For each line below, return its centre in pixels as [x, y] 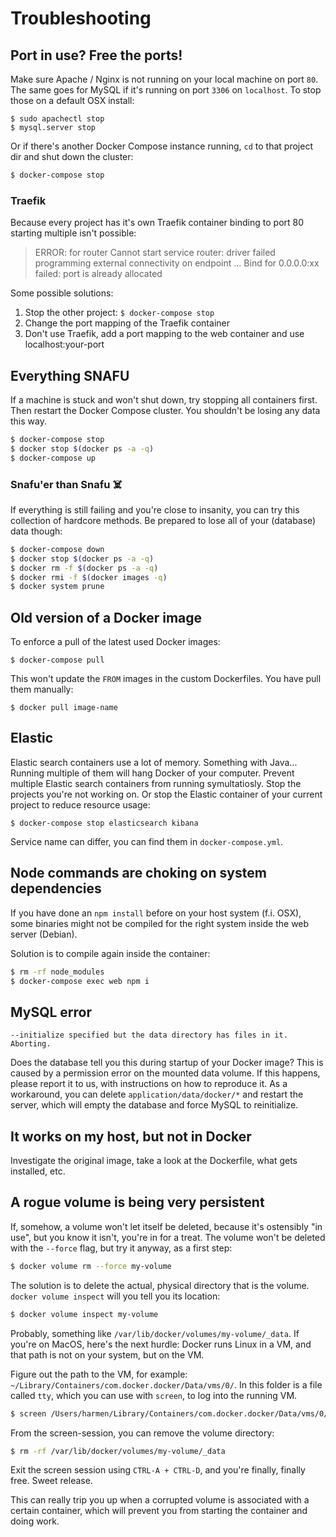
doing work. [35, 1521]
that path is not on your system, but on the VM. [107, 1354]
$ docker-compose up [53, 458]
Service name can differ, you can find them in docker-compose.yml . [147, 841]
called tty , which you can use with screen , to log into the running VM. [154, 1395]
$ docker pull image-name [64, 708]
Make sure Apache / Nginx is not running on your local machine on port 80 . [164, 79]
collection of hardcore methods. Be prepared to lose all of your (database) [163, 520]
